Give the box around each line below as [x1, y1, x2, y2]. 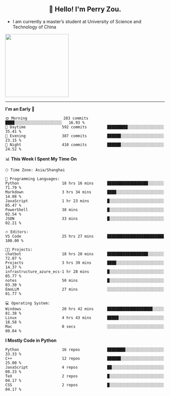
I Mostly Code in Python [5, 337, 57, 343]
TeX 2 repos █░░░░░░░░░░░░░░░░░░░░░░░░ [5, 373, 164, 379]
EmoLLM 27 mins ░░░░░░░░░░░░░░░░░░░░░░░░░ [5, 286, 164, 292]
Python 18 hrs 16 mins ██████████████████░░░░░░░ [5, 180, 164, 186]
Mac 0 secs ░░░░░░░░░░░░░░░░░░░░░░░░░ [5, 324, 164, 329]
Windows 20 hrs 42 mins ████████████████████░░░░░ [5, 306, 164, 311]
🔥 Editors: [5, 229, 29, 234]
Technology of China [12, 24, 57, 30]
